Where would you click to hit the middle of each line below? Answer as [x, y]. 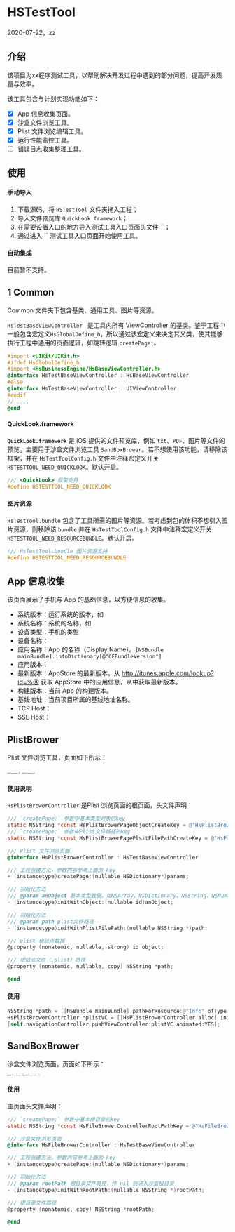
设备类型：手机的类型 [48, 632]
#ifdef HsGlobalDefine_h [43, 362]
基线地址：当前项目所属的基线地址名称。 [76, 700]
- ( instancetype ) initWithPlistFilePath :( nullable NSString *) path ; [108, 928]
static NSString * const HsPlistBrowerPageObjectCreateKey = [97, 826]
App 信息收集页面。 [46, 114]
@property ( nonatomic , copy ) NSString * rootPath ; [81, 1209]
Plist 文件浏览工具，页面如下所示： [57, 757]
